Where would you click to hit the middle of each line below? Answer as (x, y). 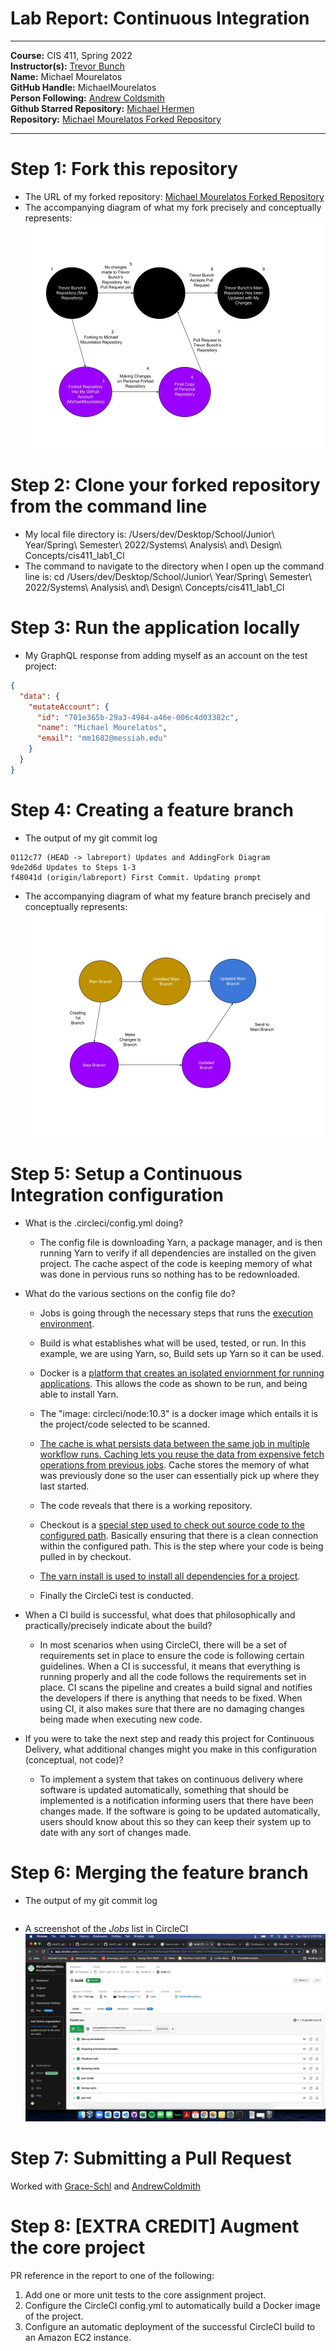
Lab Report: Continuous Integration (160, 18)
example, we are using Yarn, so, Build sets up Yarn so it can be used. (182, 1353)
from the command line (109, 506)
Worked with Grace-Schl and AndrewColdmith (106, 2186)
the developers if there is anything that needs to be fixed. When (171, 1698)
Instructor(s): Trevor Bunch (67, 66)
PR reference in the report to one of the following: (112, 2275)
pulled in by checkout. (85, 1556)
